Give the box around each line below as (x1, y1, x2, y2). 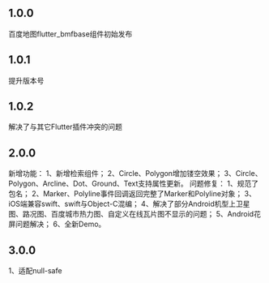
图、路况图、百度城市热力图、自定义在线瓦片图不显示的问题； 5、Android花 (8, 209, 262, 219)
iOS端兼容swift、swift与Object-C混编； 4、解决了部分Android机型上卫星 (8, 199, 250, 209)
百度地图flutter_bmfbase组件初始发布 (8, 28, 133, 39)
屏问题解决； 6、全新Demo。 (8, 219, 106, 229)
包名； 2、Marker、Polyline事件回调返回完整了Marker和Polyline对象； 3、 (8, 189, 257, 199)
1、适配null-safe (8, 266, 62, 276)
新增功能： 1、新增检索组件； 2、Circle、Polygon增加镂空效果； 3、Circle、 (8, 169, 263, 178)
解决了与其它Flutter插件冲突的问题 (8, 122, 123, 132)
